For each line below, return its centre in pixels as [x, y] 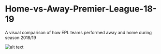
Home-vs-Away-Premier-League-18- [81, 9]
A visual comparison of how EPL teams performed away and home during [79, 32]
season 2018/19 [21, 38]
